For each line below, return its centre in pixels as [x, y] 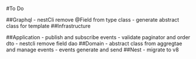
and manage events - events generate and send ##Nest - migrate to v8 [93, 50]
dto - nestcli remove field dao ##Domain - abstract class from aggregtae [94, 44]
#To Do [15, 8]
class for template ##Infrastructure [49, 26]
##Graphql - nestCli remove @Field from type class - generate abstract [93, 20]
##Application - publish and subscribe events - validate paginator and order [98, 37]
